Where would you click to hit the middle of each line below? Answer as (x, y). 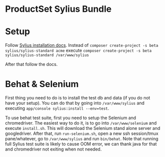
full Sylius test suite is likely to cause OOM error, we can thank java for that (81, 144)
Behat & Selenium (42, 84)
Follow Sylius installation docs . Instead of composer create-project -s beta (82, 45)
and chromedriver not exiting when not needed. (53, 149)
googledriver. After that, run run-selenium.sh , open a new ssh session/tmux (82, 133)
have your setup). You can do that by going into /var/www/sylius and (75, 103)
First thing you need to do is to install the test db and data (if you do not (78, 98)
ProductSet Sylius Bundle (58, 9)
